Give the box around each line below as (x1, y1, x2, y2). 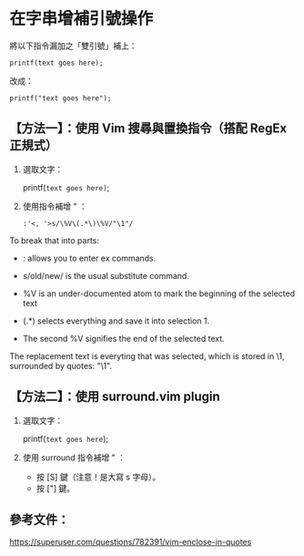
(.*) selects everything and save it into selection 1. (22, 315, 210, 326)
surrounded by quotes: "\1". (9, 360, 112, 371)
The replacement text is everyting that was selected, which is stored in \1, (9, 350, 285, 361)
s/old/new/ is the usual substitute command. (22, 270, 189, 281)
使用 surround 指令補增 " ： (22, 452, 126, 463)
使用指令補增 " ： (22, 201, 88, 211)
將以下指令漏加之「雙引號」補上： (9, 40, 137, 51)
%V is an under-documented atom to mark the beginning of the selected (22, 288, 296, 299)
